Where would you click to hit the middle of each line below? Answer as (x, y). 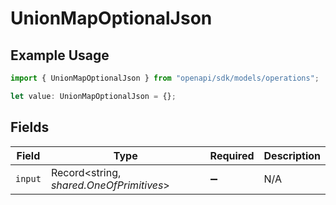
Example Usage (60, 55)
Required (232, 155)
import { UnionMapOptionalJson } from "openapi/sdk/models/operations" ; (165, 78)
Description (292, 155)
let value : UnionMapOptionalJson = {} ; (93, 96)
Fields (30, 127)
